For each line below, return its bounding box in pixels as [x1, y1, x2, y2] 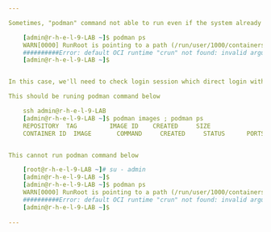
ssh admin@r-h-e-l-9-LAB [23, 107, 106, 115]
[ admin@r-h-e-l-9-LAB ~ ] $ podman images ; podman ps [23, 114, 204, 122]
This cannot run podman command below [8, 151, 139, 159]
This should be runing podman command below [8, 92, 161, 101]
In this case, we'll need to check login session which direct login [8, 78, 248, 86]
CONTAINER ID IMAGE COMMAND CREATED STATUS [23, 129, 226, 137]
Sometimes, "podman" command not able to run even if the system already [8, 19, 262, 27]
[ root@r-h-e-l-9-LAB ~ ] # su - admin [23, 166, 147, 174]
